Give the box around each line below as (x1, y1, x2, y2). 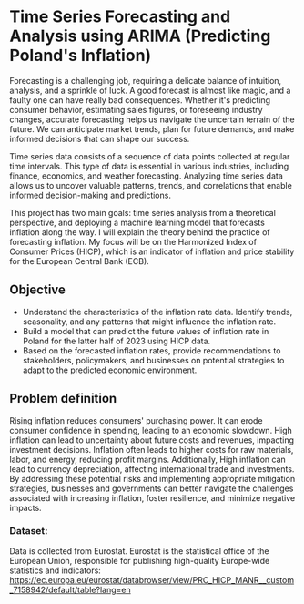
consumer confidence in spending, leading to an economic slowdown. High (9, 425, 293, 435)
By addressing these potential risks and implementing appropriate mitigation (9, 473, 296, 484)
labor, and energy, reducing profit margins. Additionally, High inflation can (9, 454, 287, 465)
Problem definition (9, 391, 117, 406)
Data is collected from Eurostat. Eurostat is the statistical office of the (9, 545, 269, 557)
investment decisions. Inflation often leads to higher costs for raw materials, (9, 444, 294, 455)
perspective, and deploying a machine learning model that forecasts (9, 217, 266, 228)
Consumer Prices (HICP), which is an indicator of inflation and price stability (9, 246, 295, 257)
